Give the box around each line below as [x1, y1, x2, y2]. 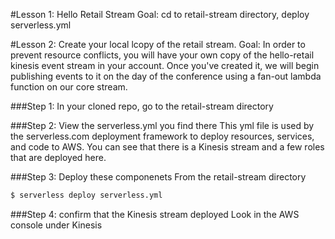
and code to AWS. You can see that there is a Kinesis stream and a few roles [10, 141, 325, 153]
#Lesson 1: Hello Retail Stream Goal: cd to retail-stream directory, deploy [10, 9, 310, 20]
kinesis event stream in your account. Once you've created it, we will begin [10, 60, 320, 71]
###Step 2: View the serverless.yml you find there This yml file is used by [10, 120, 315, 131]
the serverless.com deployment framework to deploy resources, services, [10, 130, 315, 142]
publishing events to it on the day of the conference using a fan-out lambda [10, 70, 322, 82]
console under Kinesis [10, 219, 103, 231]
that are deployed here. [10, 152, 107, 163]
